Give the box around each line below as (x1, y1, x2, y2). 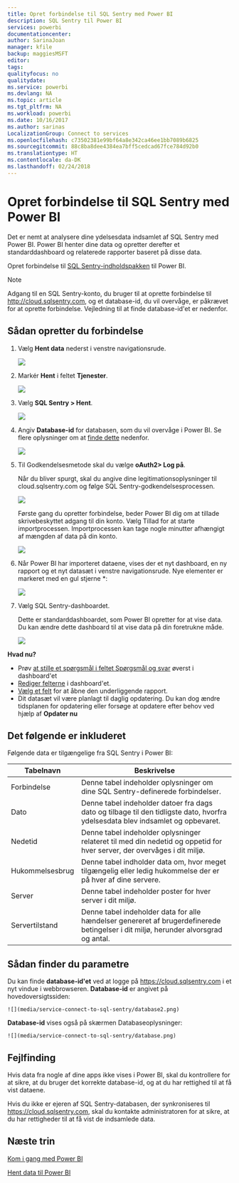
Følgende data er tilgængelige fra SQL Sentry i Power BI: (7, 748, 173, 757)
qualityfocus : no (7, 70, 59, 77)
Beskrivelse (134, 766, 176, 776)
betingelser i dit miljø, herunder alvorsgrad (80, 925, 223, 935)
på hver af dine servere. (80, 875, 161, 885)
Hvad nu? (7, 650, 37, 659)
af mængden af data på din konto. (17, 532, 118, 540)
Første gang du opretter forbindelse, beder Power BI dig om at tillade (17, 509, 220, 517)
